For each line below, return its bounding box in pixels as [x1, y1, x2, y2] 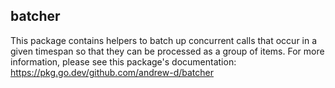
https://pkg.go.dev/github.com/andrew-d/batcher [10, 66, 214, 78]
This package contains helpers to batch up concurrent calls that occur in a [10, 34, 318, 46]
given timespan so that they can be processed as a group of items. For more [10, 45, 325, 57]
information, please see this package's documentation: [10, 55, 237, 68]
